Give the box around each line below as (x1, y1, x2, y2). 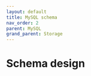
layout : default (6, 8, 47, 15)
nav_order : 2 (6, 20, 39, 26)
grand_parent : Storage (6, 31, 63, 37)
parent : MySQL (6, 25, 42, 32)
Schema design (6, 57, 86, 71)
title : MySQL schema (6, 14, 58, 20)
